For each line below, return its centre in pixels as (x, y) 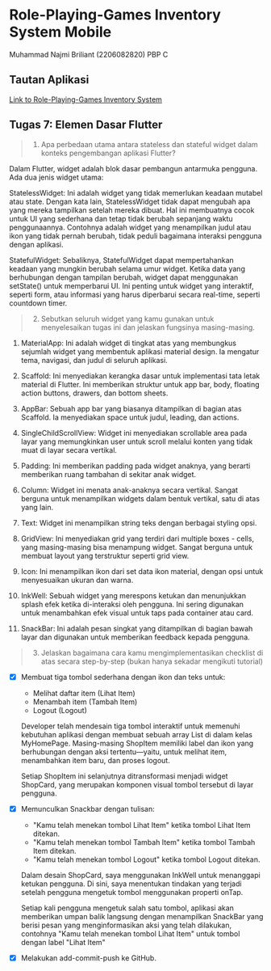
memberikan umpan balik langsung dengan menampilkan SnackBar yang (142, 916)
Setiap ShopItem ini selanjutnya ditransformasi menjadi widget (124, 776)
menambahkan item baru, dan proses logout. (95, 760)
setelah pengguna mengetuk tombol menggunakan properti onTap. (132, 892)
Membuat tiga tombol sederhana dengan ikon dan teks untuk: (123, 677)
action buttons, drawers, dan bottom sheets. (94, 393)
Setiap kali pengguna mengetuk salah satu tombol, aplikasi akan (127, 908)
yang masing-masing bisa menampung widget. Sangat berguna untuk (137, 547)
